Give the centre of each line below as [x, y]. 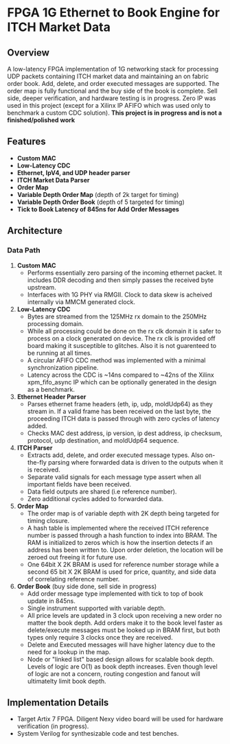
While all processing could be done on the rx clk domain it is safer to [124, 331]
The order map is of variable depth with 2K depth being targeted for [123, 513]
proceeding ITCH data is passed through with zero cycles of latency [123, 418]
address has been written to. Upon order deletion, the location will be [125, 550]
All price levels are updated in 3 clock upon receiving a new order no [124, 615]
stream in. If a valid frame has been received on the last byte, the [119, 411]
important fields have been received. [79, 484]
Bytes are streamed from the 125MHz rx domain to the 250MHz [117, 316]
